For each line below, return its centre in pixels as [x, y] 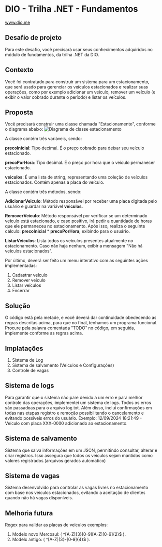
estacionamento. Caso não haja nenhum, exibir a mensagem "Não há [74, 246]
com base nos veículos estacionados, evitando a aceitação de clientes [75, 493]
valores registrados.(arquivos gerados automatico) [55, 460]
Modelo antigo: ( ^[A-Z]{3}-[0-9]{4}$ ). [51, 539]
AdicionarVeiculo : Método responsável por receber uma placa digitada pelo [81, 201]
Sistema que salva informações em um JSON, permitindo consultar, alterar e [81, 450]
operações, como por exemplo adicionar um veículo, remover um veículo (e [80, 92]
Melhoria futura [29, 513]
